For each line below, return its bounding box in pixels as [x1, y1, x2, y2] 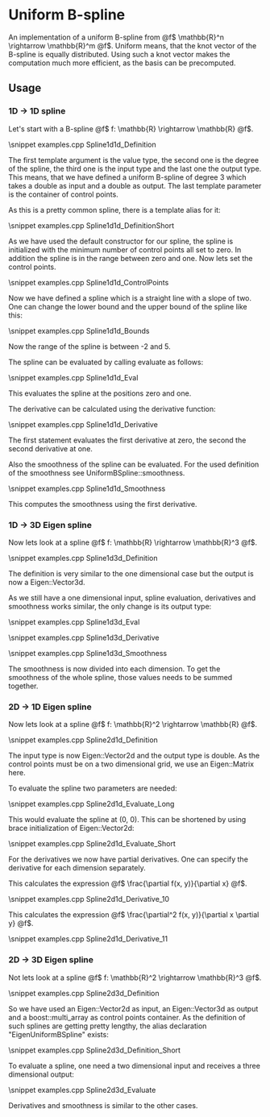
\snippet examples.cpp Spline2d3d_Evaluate [8, 1085, 156, 1094]
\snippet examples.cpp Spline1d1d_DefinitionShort [8, 220, 175, 230]
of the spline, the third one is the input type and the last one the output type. [8, 164, 262, 173]
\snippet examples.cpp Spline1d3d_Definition [8, 553, 158, 563]
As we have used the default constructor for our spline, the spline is [8, 236, 234, 246]
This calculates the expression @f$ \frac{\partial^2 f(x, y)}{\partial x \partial [8, 910, 260, 920]
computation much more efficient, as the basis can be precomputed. [8, 58, 236, 68]
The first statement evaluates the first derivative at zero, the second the [8, 435, 247, 445]
